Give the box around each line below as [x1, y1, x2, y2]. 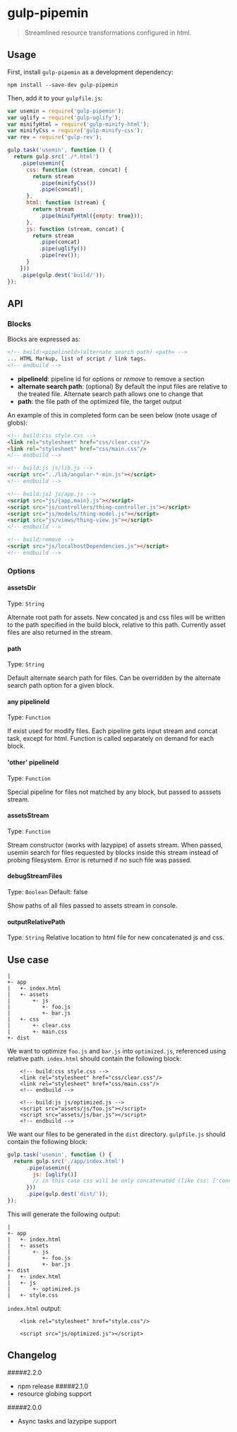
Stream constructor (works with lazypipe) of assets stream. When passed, [7, 841, 224, 849]
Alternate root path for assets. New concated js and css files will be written [7, 613, 226, 621]
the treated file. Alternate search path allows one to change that [17, 389, 203, 398]
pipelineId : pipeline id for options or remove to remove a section [17, 374, 205, 383]
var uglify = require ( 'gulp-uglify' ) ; [7, 114, 121, 121]
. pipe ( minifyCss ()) [38, 179, 97, 187]
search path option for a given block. [7, 681, 114, 690]
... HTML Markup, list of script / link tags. [7, 355, 147, 362]
